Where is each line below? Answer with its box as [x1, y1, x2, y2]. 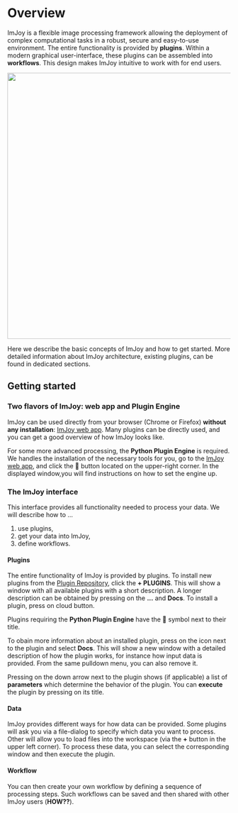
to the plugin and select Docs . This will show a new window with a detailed [7, 644, 226, 653]
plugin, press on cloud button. [7, 602, 95, 610]
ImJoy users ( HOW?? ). [7, 797, 74, 806]
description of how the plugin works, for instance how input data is [7, 651, 203, 660]
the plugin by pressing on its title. [7, 688, 105, 697]
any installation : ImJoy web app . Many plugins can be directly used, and [7, 425, 220, 433]
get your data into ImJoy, [17, 531, 91, 540]
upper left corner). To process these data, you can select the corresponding [7, 743, 229, 751]
